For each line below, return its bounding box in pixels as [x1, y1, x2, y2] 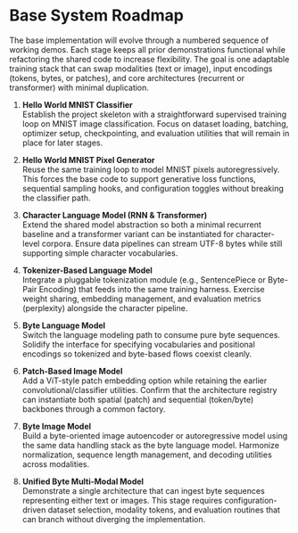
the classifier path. [21, 193, 91, 203]
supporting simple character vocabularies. [21, 247, 178, 258]
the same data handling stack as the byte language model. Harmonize [21, 439, 279, 450]
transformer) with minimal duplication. [9, 82, 150, 93]
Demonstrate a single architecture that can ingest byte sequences [21, 485, 265, 496]
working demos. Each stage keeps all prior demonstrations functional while [9, 44, 286, 54]
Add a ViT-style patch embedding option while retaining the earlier [21, 375, 268, 386]
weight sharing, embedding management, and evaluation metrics [21, 293, 261, 304]
